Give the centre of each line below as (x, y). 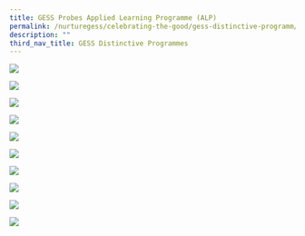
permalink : (30, 26)
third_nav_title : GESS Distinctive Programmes (99, 43)
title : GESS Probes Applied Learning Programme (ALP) (113, 18)
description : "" (40, 34)
